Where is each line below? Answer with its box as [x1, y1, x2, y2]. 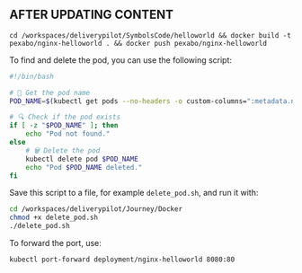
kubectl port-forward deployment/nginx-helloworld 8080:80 [9, 255, 235, 264]
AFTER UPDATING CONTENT [9, 7, 173, 22]
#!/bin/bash [9, 72, 54, 81]
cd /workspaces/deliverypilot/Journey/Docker [9, 205, 182, 214]
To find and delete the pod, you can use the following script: [9, 54, 232, 66]
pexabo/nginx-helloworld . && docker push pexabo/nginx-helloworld [9, 39, 268, 48]
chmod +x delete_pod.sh [9, 213, 99, 223]
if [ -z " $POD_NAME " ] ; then [9, 121, 119, 130]
